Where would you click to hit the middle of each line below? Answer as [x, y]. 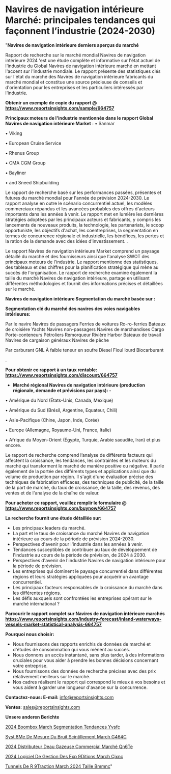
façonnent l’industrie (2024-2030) [80, 31]
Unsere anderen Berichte [32, 717]
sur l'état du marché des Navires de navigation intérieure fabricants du [79, 76]
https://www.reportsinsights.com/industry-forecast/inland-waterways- [83, 619]
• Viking [14, 133]
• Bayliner [16, 173]
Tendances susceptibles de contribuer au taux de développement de [85, 549]
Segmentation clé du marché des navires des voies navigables [73, 309]
